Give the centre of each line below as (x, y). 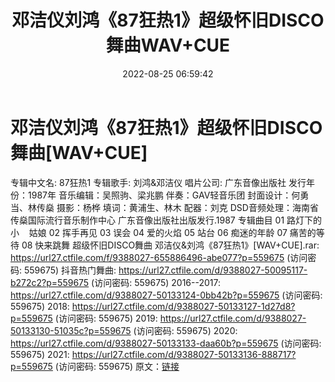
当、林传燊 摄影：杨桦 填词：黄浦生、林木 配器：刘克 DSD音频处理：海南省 (164, 207)
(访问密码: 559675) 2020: (185, 330)
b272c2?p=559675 (50, 282)
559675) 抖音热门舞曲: (70, 270)
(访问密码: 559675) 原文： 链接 (117, 366)
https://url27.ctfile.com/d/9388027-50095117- (213, 270)
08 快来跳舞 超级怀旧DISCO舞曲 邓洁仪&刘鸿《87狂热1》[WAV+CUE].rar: (170, 245)
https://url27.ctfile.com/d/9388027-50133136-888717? (184, 354)
